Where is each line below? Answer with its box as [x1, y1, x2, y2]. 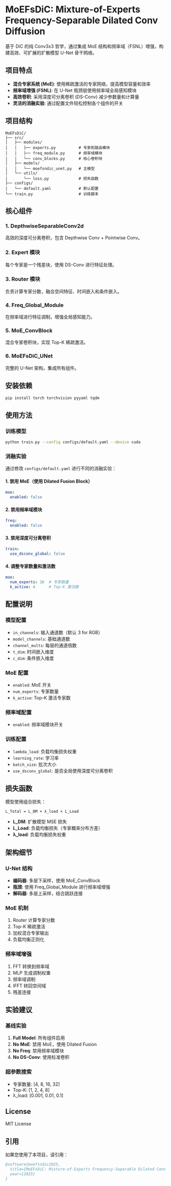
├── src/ [5, 135, 24, 140]
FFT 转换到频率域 [12, 963, 50, 969]
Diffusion [5, 26, 46, 37]
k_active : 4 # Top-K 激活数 [10, 584, 79, 590]
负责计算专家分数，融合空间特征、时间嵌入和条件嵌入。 [5, 288, 122, 294]
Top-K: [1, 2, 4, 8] [12, 1087, 50, 1093]
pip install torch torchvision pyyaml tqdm [5, 395, 100, 400]
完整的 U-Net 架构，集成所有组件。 [5, 364, 79, 371]
